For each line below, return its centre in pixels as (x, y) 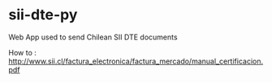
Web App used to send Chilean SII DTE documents (93, 37)
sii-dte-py (43, 15)
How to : (22, 52)
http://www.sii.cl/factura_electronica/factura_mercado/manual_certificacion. (136, 61)
